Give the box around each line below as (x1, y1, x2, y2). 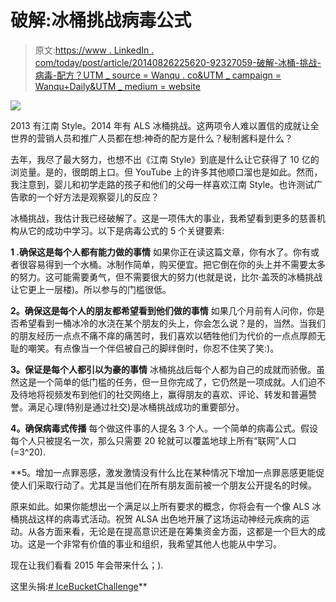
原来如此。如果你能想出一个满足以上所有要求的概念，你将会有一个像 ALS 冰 (10, 500, 322, 512)
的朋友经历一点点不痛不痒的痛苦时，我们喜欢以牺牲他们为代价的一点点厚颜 (10, 329, 317, 341)
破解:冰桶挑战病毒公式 (10, 9, 192, 32)
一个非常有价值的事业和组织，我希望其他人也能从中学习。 (44, 537, 282, 550)
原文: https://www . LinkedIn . (34, 44, 155, 56)
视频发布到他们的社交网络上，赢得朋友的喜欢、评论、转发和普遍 (44, 388, 308, 400)
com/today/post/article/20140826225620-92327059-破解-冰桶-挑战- (34, 56, 322, 68)
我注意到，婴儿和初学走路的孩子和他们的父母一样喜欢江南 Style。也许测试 (10, 178, 315, 190)
